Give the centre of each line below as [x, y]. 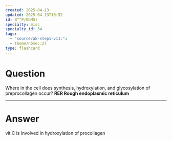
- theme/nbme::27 [28, 44]
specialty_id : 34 [24, 29]
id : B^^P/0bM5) [21, 19]
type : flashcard [23, 48]
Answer [22, 119]
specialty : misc [23, 24]
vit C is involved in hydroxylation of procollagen [55, 133]
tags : [11, 34]
